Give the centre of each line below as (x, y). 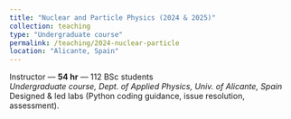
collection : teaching (50, 26)
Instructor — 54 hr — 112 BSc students (81, 77)
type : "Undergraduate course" (66, 34)
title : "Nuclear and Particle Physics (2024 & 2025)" (113, 18)
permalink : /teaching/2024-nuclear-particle (94, 43)
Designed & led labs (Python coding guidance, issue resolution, (127, 96)
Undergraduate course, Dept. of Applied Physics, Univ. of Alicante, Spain (146, 87)
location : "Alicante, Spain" (64, 51)
